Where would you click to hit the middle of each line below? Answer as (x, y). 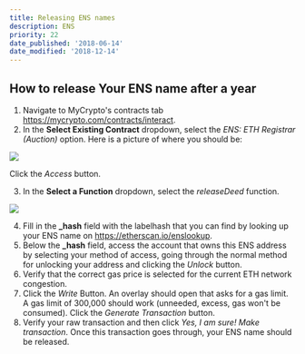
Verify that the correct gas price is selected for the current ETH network (157, 274)
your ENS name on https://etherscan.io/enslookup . (118, 235)
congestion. (45, 283)
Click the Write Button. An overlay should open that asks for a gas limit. (155, 293)
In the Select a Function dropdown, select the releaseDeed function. (151, 191)
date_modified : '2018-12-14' (64, 52)
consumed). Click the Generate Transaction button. (119, 312)
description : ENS (42, 26)
